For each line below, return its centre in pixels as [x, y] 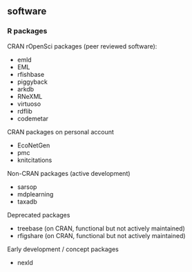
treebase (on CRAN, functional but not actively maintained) [101, 228]
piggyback [32, 82]
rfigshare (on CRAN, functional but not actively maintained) [101, 235]
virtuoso [29, 104]
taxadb [27, 201]
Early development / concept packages [63, 249]
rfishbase [31, 74]
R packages [27, 31]
